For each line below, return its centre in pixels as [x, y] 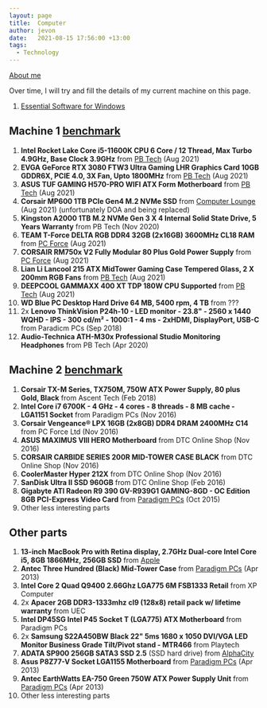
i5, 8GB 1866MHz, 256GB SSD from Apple [90, 560]
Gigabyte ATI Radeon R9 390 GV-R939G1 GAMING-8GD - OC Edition [135, 491]
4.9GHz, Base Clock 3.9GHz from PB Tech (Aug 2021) [110, 158]
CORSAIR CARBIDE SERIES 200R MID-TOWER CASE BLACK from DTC [137, 457]
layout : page [31, 16]
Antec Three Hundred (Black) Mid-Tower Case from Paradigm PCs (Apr [139, 569]
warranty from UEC [53, 611]
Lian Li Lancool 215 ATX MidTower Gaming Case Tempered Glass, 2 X [137, 268]
